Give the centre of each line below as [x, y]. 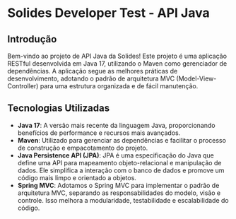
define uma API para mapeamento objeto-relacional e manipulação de [119, 162]
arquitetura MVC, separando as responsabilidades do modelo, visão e [119, 193]
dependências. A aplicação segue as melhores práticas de [93, 71]
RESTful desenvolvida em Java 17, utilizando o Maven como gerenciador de [117, 64]
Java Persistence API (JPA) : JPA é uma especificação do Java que [116, 155]
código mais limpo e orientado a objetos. [77, 177]
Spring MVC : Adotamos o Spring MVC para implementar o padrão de [118, 185]
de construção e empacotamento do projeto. [83, 148]
